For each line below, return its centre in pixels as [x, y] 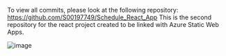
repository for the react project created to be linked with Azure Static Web [113, 25]
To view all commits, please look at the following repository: [93, 10]
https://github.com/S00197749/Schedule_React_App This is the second [110, 17]
